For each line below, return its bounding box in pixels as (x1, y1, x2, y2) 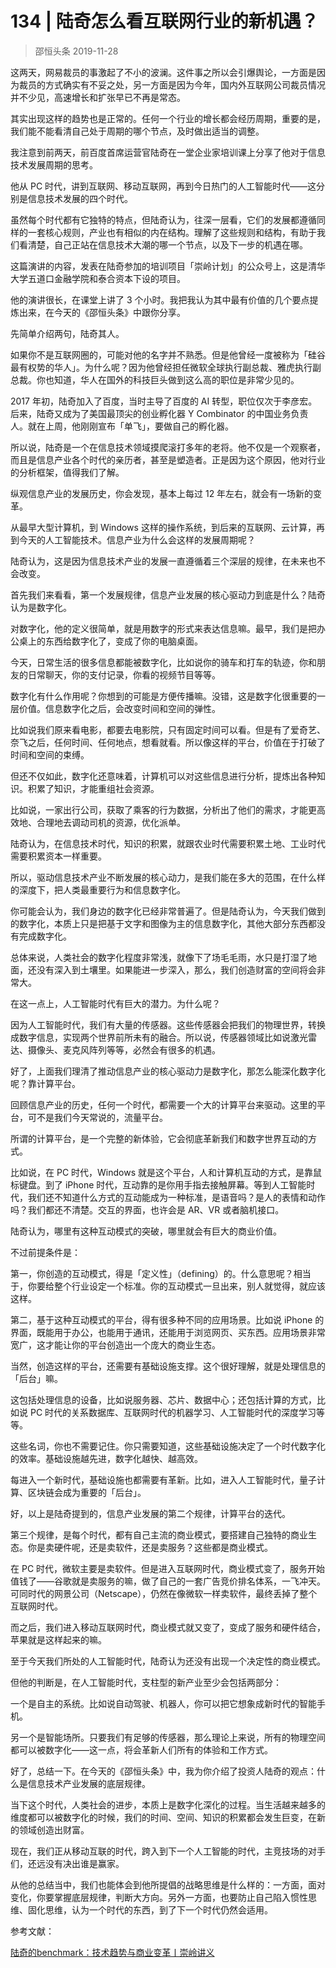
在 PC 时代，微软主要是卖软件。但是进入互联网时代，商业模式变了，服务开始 (10, 1562, 326, 1574)
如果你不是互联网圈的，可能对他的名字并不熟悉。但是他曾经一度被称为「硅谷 (10, 348, 326, 361)
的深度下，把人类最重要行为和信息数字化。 (10, 883, 186, 896)
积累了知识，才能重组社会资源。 (27, 782, 160, 794)
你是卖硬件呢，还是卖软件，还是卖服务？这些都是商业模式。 (27, 1541, 273, 1553)
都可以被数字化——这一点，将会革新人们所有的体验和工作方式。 (10, 1743, 273, 1756)
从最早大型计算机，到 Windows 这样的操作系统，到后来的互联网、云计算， (10, 521, 317, 533)
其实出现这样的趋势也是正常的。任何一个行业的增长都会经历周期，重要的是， (10, 112, 326, 124)
